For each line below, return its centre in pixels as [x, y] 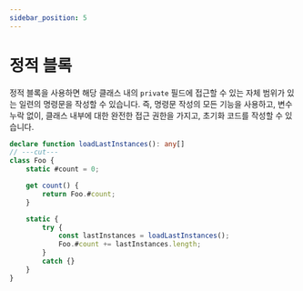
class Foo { [32, 161]
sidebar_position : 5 [49, 18]
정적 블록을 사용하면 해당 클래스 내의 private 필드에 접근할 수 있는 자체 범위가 [147, 93]
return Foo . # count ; [79, 194]
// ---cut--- [34, 152]
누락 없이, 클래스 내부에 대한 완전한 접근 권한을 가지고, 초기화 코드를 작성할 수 [146, 115]
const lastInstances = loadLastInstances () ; [144, 236]
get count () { [52, 186]
